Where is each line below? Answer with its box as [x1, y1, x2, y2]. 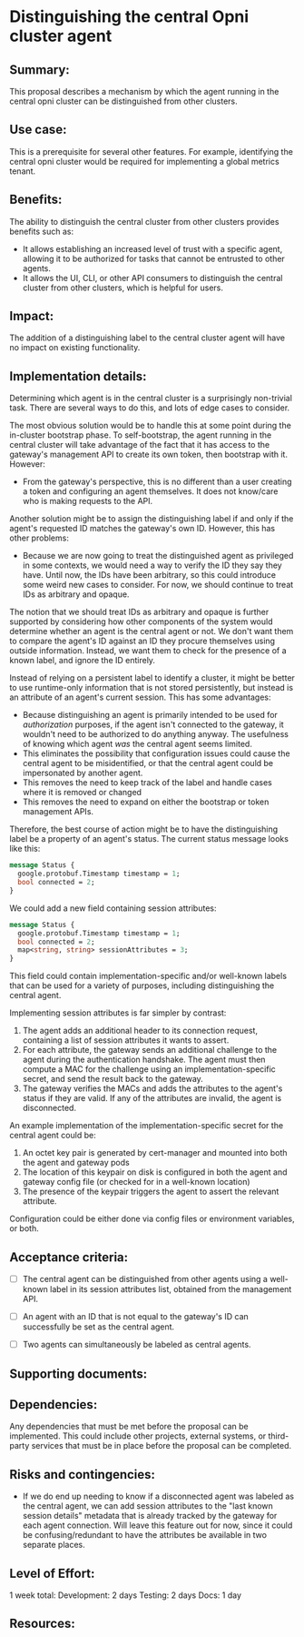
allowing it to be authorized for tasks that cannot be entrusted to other [22, 253, 286, 264]
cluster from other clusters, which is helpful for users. [22, 282, 224, 293]
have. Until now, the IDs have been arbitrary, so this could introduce [22, 570, 277, 581]
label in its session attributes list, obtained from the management [49, 1284, 292, 1294]
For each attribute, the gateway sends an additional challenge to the [22, 1045, 278, 1056]
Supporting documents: [9, 1366, 148, 1381]
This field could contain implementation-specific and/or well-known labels [9, 971, 288, 982]
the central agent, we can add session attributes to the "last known [22, 1501, 274, 1511]
